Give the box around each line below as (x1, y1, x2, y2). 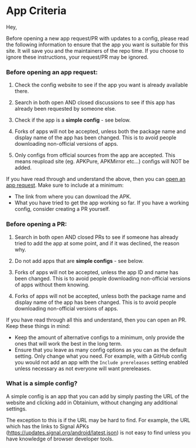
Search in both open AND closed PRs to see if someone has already (14, 233, 178, 241)
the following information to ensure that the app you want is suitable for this (6, 41, 188, 48)
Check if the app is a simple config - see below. (14, 117, 131, 124)
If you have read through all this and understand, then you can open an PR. (6, 316, 187, 323)
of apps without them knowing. (14, 281, 90, 288)
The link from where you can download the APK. (14, 193, 132, 200)
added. (14, 164, 32, 171)
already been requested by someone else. (14, 105, 116, 112)
